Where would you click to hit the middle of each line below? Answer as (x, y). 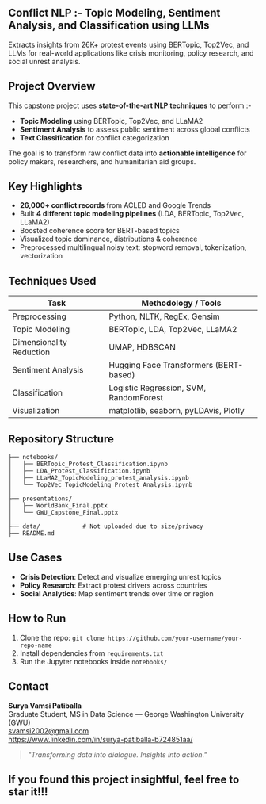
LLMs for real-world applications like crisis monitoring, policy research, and (131, 53)
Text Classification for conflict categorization (94, 137)
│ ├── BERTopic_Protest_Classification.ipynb (88, 464)
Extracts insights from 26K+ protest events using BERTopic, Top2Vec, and (129, 44)
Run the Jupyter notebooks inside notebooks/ (93, 661)
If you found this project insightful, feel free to (124, 779)
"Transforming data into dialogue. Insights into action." (117, 754)
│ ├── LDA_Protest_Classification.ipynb (79, 471)
